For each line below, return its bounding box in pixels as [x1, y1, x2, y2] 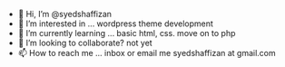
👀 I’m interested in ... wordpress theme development [17, 18, 213, 29]
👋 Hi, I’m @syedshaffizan [17, 9, 112, 19]
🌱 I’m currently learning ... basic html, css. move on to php [17, 28, 236, 38]
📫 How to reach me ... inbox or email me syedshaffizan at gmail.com [17, 48, 277, 58]
